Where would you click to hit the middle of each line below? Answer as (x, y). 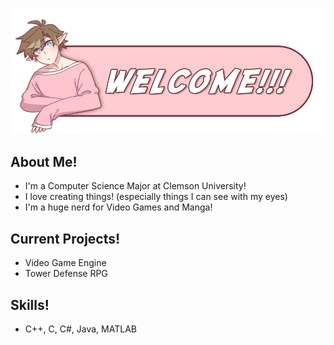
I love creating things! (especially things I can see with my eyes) (156, 197)
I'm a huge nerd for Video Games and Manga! (118, 207)
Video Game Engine (65, 263)
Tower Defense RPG (66, 274)
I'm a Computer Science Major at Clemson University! (135, 186)
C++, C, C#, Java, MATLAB (80, 329)
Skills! (30, 304)
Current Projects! (65, 238)
